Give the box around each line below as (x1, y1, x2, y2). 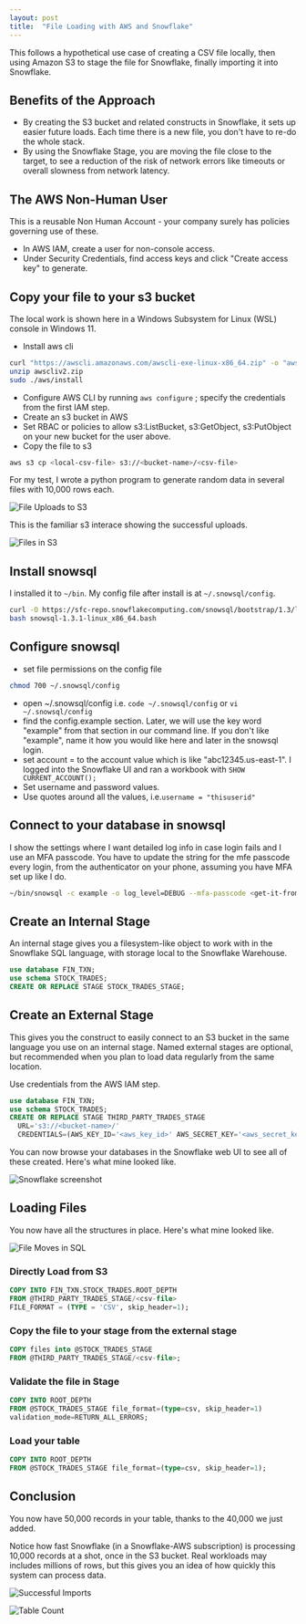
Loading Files (9, 1201, 87, 1216)
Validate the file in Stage (9, 1375, 120, 1388)
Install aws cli (22, 340, 74, 351)
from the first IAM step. (22, 401, 110, 412)
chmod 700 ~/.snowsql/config (9, 681, 120, 690)
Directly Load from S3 (9, 1265, 108, 1277)
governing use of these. (9, 225, 99, 237)
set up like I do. (9, 870, 66, 881)
